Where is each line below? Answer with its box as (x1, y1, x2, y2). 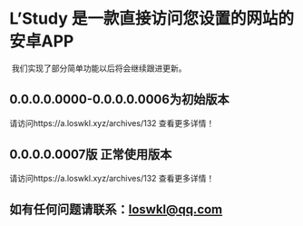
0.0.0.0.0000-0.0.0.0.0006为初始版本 (9, 92, 230, 107)
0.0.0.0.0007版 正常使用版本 (9, 147, 172, 162)
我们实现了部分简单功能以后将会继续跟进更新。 (11, 63, 187, 74)
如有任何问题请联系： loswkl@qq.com (9, 201, 223, 217)
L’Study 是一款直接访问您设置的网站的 (9, 8, 295, 29)
